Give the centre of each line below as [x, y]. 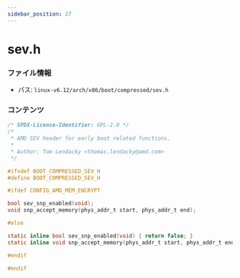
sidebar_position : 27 [40, 14]
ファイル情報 [30, 73]
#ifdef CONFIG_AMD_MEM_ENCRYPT [54, 191]
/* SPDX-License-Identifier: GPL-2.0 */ [69, 125]
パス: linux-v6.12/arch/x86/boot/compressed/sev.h [93, 90]
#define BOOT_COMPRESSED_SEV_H [54, 178]
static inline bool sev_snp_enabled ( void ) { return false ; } [100, 236]
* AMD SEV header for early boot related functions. [91, 139]
